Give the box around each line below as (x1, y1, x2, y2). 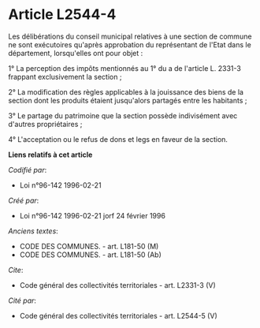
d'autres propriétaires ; (8, 119, 83, 129)
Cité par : (8, 296, 37, 305)
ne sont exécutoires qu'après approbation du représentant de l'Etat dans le (8, 39, 252, 49)
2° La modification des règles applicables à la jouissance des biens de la (8, 87, 244, 96)
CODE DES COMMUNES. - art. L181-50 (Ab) (19, 250, 162, 259)
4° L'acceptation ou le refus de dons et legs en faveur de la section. (8, 134, 228, 143)
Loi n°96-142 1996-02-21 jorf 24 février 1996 (19, 211, 165, 220)
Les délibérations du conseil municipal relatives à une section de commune (8, 32, 252, 41)
